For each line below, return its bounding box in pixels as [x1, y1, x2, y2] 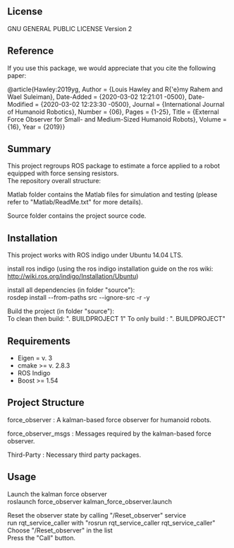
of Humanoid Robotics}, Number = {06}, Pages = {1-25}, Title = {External [7, 107, 220, 116]
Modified [7, 100, 34, 108]
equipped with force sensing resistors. [7, 169, 119, 177]
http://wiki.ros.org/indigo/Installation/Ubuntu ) [7, 272, 139, 281]
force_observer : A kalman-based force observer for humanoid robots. [7, 415, 211, 424]
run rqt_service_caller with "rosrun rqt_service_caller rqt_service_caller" [7, 518, 216, 527]
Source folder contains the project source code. [7, 211, 147, 220]
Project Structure [7, 397, 85, 409]
